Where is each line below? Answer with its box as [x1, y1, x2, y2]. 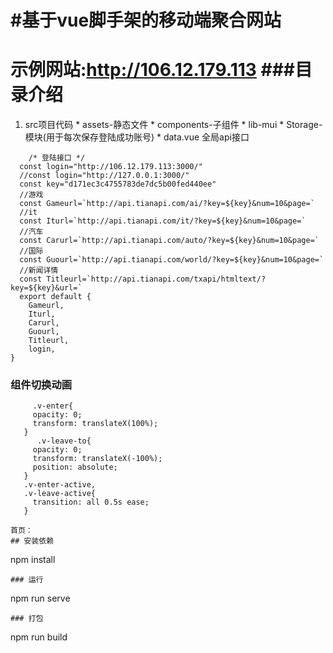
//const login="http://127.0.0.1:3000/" [19, 171, 190, 181]
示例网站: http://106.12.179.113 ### [10, 59, 296, 81]
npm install [10, 554, 56, 566]
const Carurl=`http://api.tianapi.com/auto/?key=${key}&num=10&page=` [19, 236, 320, 246]
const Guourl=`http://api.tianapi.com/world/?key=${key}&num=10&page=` [19, 255, 325, 265]
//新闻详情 [19, 266, 59, 276]
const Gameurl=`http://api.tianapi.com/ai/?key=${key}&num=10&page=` [19, 199, 315, 209]
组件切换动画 [10, 378, 73, 392]
